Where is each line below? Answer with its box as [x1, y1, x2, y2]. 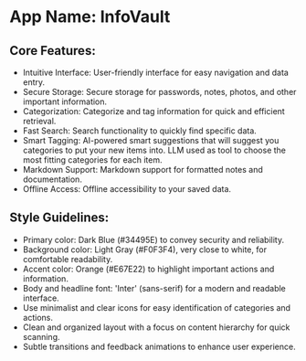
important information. [22, 96, 108, 107]
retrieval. [22, 116, 57, 126]
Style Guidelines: [9, 210, 110, 226]
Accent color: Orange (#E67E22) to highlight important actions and [22, 263, 275, 274]
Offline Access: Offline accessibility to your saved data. [22, 184, 231, 194]
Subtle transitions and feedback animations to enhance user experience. [22, 341, 296, 352]
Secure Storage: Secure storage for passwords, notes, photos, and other [22, 87, 297, 97]
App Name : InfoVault [9, 6, 171, 27]
